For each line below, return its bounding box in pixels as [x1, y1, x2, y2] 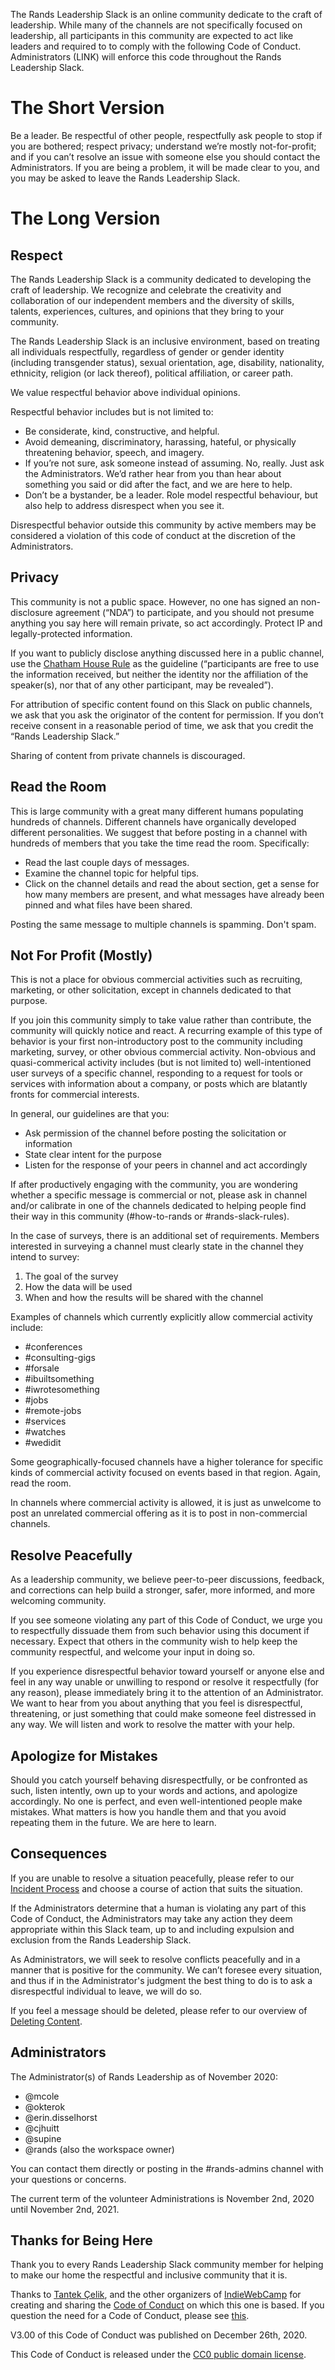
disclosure [10, 606, 54, 618]
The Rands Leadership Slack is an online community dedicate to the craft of [10, 9, 323, 20]
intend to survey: [10, 1251, 80, 1263]
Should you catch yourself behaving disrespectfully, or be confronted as [10, 1774, 308, 1786]
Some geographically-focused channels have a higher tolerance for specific [10, 1456, 324, 1468]
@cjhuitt [24, 2122, 60, 2134]
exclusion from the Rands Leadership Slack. [10, 1934, 192, 1946]
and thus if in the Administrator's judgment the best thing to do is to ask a [10, 1974, 313, 1986]
